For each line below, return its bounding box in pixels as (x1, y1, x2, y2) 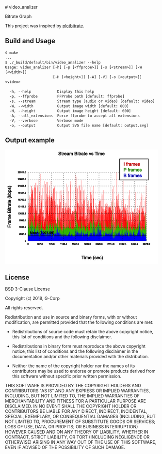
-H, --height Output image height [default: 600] (9, 109, 131, 113)
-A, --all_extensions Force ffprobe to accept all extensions (9, 113, 140, 118)
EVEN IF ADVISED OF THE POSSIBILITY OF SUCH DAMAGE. (5, 444, 125, 450)
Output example (5, 136, 55, 144)
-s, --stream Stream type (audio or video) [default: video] (9, 99, 155, 104)
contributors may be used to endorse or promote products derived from (12, 368, 156, 374)
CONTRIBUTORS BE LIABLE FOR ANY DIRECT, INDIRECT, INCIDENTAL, (5, 408, 148, 414)
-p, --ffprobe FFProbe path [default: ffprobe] (9, 94, 125, 99)
